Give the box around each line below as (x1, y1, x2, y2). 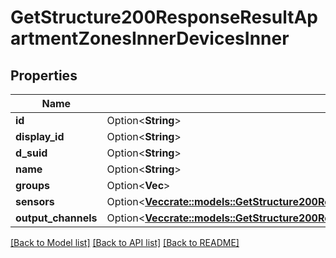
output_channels (15, 211, 98, 225)
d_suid (15, 146, 48, 160)
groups (15, 179, 51, 192)
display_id (15, 130, 65, 143)
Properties (10, 67, 78, 84)
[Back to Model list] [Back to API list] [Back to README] (10, 237, 240, 248)
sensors (15, 195, 55, 208)
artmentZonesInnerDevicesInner (10, 27, 290, 50)
